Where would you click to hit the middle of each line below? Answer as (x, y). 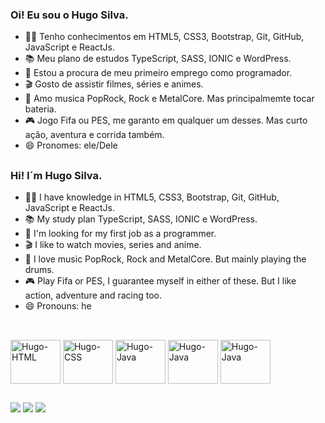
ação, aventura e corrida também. (94, 135)
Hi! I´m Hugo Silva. (56, 175)
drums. (39, 270)
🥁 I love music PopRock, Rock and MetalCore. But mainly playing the (165, 259)
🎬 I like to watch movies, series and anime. (113, 245)
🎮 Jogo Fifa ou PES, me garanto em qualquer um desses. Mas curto (166, 120)
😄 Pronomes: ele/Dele (71, 145)
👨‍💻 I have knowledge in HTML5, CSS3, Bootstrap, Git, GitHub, (152, 197)
